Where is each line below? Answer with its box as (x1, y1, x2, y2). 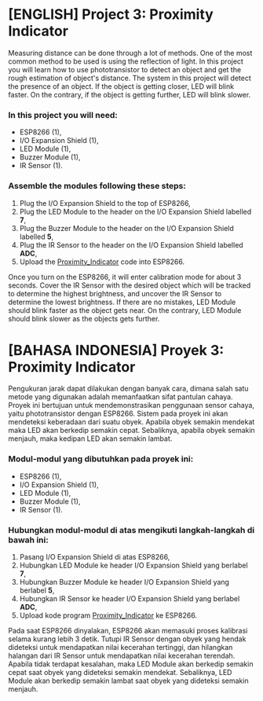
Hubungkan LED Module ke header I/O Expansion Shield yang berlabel (19, 560, 249, 571)
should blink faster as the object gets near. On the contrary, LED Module (8, 305, 242, 315)
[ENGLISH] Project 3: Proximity (8, 6, 214, 24)
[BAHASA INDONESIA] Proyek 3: (8, 341, 225, 359)
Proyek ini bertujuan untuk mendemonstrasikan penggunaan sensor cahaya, (8, 401, 255, 410)
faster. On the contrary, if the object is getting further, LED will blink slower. (8, 90, 251, 99)
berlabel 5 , (19, 585, 55, 595)
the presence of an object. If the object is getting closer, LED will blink (8, 81, 234, 91)
